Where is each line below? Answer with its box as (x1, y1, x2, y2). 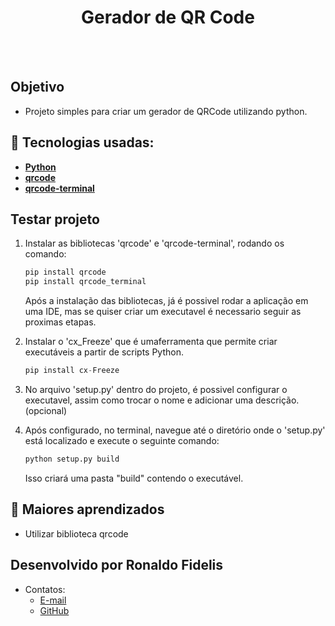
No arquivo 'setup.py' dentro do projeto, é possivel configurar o (24, 384, 288, 395)
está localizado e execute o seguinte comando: (24, 435, 220, 446)
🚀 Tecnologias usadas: (10, 134, 155, 151)
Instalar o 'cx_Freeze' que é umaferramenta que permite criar (24, 336, 278, 348)
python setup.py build (24, 454, 120, 464)
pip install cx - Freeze (24, 366, 120, 376)
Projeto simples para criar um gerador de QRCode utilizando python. (24, 105, 308, 117)
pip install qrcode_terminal (24, 277, 147, 287)
